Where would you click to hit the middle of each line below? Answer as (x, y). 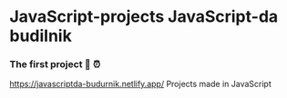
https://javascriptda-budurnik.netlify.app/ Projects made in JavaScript (140, 84)
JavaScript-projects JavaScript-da (144, 17)
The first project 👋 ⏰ (55, 64)
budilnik (41, 36)
